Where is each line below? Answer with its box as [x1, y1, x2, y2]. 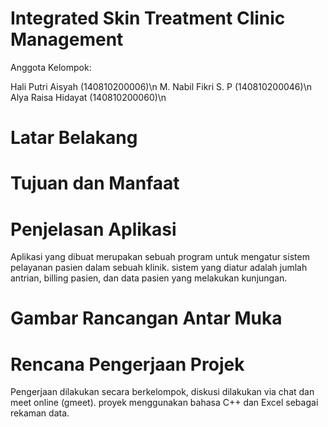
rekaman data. [10, 407, 70, 419]
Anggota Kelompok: [10, 61, 92, 73]
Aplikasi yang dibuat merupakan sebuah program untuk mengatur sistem [10, 251, 310, 263]
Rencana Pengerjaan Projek [10, 353, 245, 376]
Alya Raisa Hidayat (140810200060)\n [10, 91, 167, 103]
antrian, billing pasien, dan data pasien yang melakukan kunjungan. [10, 272, 288, 284]
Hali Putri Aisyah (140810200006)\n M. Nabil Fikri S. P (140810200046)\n [10, 80, 312, 92]
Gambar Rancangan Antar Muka [10, 307, 283, 330]
